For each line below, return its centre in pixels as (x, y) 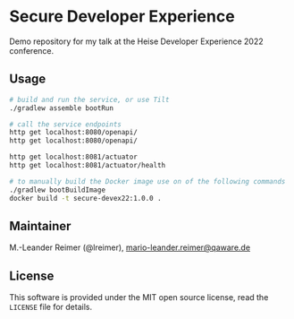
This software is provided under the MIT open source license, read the (139, 297)
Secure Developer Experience (122, 17)
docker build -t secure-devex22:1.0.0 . (86, 198)
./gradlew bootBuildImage (57, 190)
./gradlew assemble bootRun (62, 108)
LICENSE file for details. (50, 307)
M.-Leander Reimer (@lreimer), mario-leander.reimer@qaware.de (130, 247)
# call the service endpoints (66, 124)
